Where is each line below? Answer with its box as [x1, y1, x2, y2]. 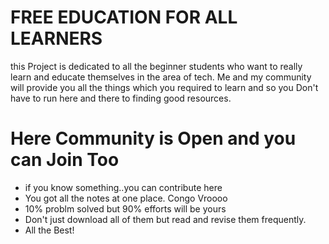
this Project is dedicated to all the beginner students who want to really [10, 60, 303, 72]
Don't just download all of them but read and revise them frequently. [24, 213, 307, 225]
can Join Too [10, 149, 120, 171]
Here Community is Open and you [10, 127, 297, 150]
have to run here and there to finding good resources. [10, 92, 232, 104]
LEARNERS [10, 27, 103, 50]
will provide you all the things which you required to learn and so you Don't [10, 81, 319, 93]
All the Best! [24, 224, 75, 236]
